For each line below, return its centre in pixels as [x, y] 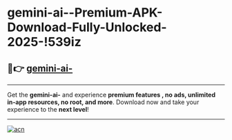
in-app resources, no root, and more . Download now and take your [103, 102]
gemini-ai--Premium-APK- [85, 13]
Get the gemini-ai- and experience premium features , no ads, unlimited [112, 95]
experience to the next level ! [48, 109]
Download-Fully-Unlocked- [87, 27]
